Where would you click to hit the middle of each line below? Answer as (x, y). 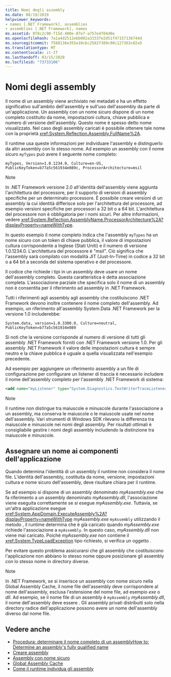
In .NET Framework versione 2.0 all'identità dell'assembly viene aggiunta (81, 187)
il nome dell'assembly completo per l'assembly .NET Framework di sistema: (84, 380)
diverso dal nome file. (28, 613)
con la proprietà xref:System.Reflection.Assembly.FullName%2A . (73, 134)
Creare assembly (31, 652)
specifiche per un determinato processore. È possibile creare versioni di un (84, 198)
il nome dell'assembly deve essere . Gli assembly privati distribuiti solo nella (85, 602)
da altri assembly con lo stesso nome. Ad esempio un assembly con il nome (85, 149)
